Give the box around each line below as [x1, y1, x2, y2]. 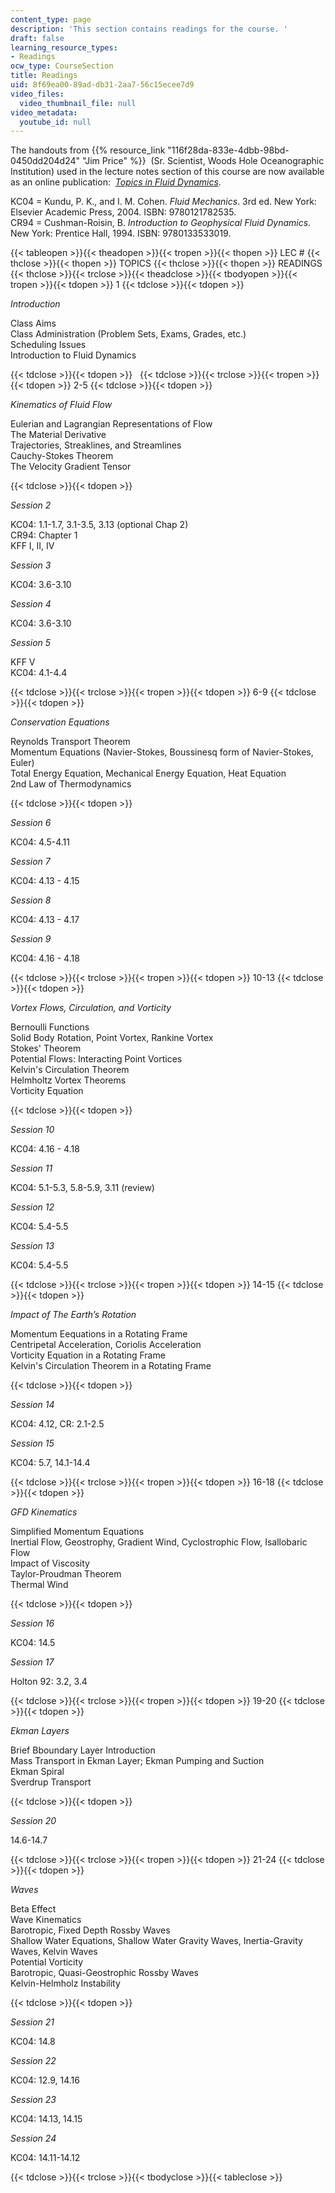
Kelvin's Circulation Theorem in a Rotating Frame [10, 1360, 212, 1372]
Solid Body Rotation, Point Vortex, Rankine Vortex [10, 1032, 214, 1044]
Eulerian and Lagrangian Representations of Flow [10, 418, 213, 430]
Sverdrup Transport [10, 1776, 92, 1788]
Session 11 [10, 1162, 53, 1175]
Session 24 [10, 2132, 57, 2145]
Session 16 [10, 1617, 55, 1630]
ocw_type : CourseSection [10, 61, 114, 71]
